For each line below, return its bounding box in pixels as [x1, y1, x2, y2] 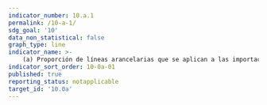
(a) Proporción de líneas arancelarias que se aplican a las [22, 56, 229, 64]
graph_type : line [8, 41, 66, 49]
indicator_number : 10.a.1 [8, 11, 94, 20]
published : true [8, 70, 62, 78]
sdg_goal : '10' [8, 26, 59, 34]
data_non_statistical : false [8, 33, 105, 42]
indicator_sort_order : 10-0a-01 [8, 63, 115, 71]
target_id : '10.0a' [8, 84, 73, 93]
